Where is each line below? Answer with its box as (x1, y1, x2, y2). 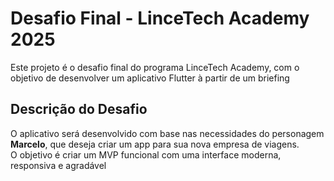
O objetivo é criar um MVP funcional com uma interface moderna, (10, 148, 282, 161)
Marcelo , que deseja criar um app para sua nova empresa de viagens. (10, 138, 300, 150)
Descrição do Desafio (10, 101, 148, 118)
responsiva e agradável (10, 159, 107, 171)
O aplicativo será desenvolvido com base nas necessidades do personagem (10, 127, 325, 139)
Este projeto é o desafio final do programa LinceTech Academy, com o (10, 61, 300, 73)
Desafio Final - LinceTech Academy (10, 7, 310, 30)
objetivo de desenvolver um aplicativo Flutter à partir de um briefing (10, 72, 290, 84)
